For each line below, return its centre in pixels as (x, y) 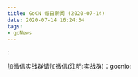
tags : (15, 26)
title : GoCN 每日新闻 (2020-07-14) (56, 13)
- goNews (20, 33)
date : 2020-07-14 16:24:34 (46, 20)
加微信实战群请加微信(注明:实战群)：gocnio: (69, 67)
